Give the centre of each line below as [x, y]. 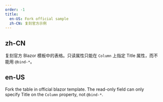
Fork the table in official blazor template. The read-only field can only [75, 89]
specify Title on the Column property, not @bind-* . [54, 94]
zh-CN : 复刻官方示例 [28, 23]
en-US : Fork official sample [39, 19]
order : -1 [15, 10]
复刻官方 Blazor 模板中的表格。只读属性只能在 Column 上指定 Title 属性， [77, 56]
